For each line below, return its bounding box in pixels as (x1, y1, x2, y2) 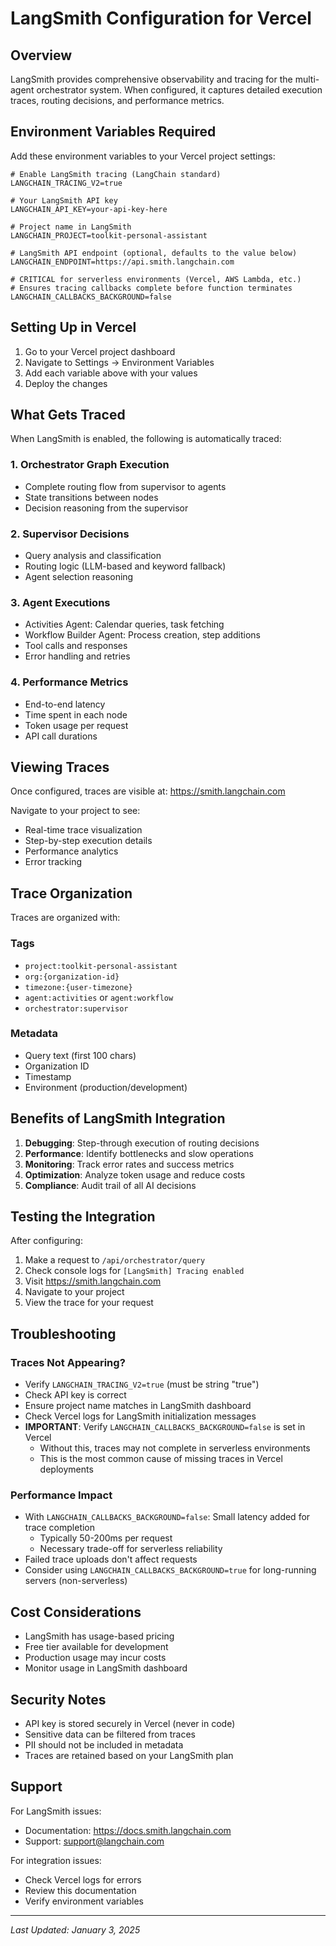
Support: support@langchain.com (24, 1835, 165, 1847)
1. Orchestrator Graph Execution (10, 458, 170, 472)
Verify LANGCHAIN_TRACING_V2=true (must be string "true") (24, 1378, 260, 1391)
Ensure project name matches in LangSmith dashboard (24, 1400, 252, 1412)
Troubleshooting (10, 1325, 117, 1342)
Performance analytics (24, 845, 119, 857)
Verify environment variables (24, 1895, 144, 1907)
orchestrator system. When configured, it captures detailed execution (36, 84, 323, 96)
